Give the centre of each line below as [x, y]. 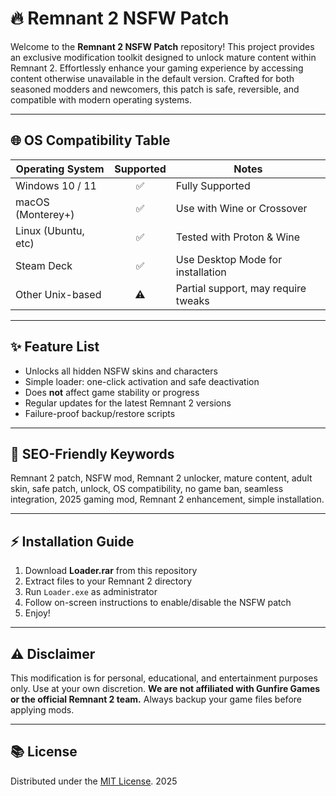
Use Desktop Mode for [229, 259]
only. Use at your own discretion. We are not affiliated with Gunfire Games [165, 688]
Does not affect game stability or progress [112, 392]
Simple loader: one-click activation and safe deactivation [142, 381]
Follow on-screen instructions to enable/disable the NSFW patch [158, 603]
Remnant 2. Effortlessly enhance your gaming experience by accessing [157, 68]
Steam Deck [44, 265]
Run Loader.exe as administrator [91, 592]
